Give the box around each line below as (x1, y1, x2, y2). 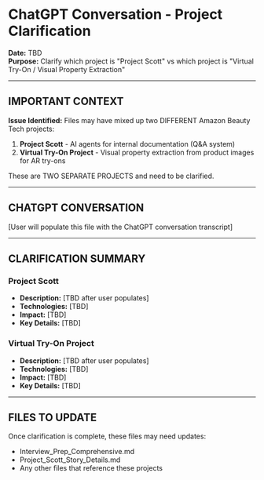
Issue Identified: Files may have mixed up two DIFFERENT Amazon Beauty (8, 115, 251, 125)
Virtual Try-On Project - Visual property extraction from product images (19, 147, 255, 157)
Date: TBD (8, 48, 42, 57)
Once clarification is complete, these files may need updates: (8, 431, 207, 441)
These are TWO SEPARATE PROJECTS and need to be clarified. (8, 171, 214, 180)
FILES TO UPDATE (8, 410, 97, 424)
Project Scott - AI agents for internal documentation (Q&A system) (19, 139, 236, 148)
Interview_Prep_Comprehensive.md (19, 447, 135, 456)
